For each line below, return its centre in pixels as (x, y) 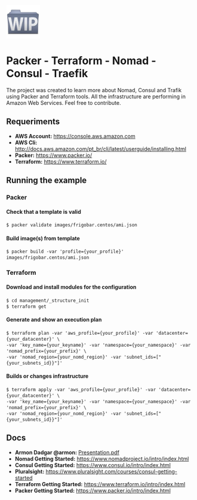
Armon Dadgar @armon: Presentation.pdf (67, 452)
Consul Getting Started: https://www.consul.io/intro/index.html (93, 465)
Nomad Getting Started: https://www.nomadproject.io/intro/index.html (102, 459)
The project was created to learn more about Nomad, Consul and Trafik (94, 90)
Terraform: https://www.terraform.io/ (61, 161)
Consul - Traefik (47, 74)
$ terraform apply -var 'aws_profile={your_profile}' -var (81, 390)
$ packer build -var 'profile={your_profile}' (65, 252)
